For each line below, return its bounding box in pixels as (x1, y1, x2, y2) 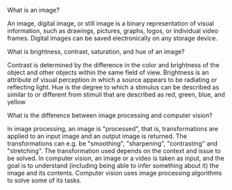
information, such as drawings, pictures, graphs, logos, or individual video (7, 27, 219, 35)
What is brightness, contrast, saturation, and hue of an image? (7, 48, 185, 55)
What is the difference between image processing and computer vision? (7, 111, 213, 119)
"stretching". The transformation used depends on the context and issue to (7, 147, 222, 155)
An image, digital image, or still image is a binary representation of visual (7, 19, 215, 27)
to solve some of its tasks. (7, 176, 82, 184)
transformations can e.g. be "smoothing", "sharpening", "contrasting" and (7, 139, 218, 148)
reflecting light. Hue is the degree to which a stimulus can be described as (7, 83, 220, 91)
